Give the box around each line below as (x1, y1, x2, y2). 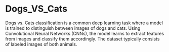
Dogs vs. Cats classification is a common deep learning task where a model (5, 20, 163, 26)
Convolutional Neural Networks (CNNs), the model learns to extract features (5, 30, 164, 36)
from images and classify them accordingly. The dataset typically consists (5, 36, 160, 42)
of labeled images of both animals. (5, 41, 77, 47)
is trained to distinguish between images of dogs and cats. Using (5, 25, 141, 31)
